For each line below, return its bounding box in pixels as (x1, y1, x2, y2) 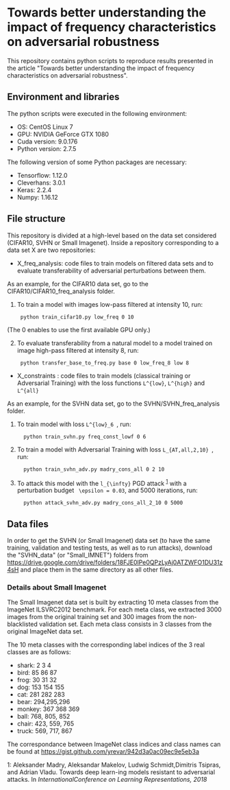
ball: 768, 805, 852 (16, 712, 71, 721)
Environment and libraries (7, 91, 120, 103)
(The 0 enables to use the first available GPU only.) (7, 325, 151, 334)
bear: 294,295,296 (16, 698, 71, 706)
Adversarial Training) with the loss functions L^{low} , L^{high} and (16, 379, 205, 387)
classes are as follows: (7, 648, 71, 656)
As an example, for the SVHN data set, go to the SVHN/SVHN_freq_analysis (7, 399, 220, 408)
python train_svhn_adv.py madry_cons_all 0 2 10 (23, 465, 165, 473)
